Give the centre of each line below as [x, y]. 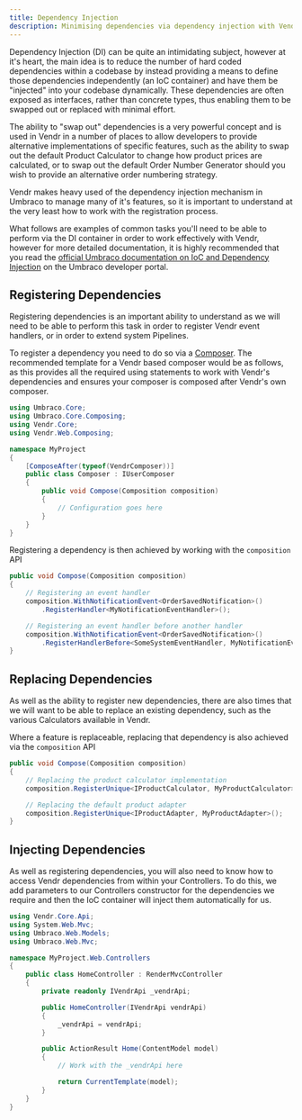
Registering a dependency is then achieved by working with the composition [150, 550]
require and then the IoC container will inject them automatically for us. [141, 900]
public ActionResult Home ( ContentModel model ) [130, 1049]
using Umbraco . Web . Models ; [60, 933]
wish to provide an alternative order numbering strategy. [114, 174]
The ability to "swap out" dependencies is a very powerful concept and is [145, 126]
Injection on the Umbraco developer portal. [89, 266]
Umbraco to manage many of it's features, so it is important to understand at [151, 201]
